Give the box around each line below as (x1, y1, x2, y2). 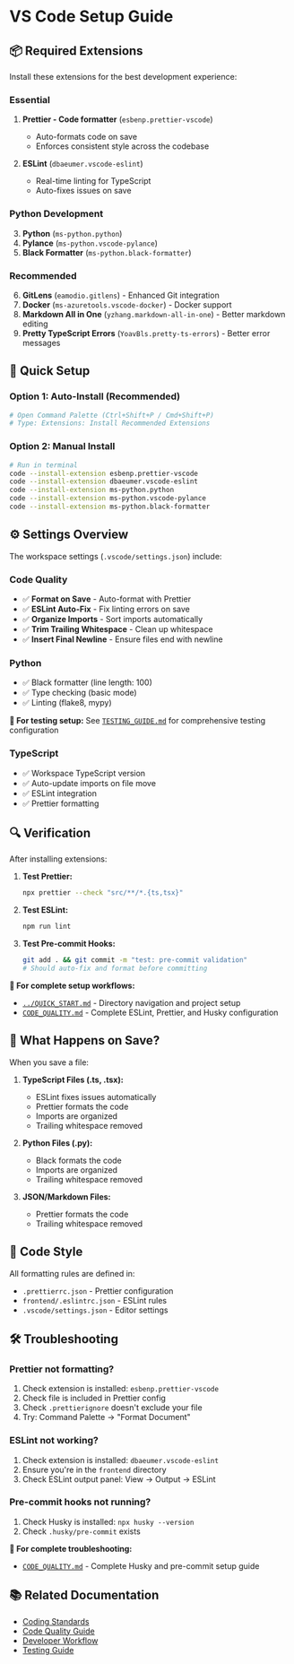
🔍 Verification (9, 825, 91, 840)
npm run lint (22, 922, 72, 932)
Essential (9, 93, 51, 106)
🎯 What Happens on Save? (9, 1033, 160, 1048)
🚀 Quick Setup (9, 363, 91, 378)
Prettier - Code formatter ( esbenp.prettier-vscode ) (22, 114, 213, 125)
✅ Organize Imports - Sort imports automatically (22, 613, 203, 624)
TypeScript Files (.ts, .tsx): (22, 1074, 124, 1085)
